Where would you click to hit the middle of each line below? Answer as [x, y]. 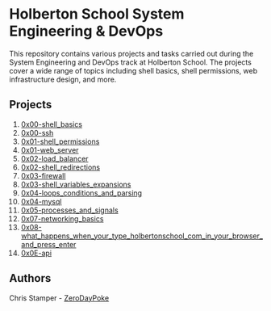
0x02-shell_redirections [60, 167]
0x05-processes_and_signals [70, 210]
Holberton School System [97, 14]
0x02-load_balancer [54, 158]
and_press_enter [48, 244]
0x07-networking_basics [62, 218]
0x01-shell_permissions [60, 141]
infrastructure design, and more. [63, 79]
